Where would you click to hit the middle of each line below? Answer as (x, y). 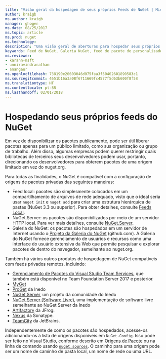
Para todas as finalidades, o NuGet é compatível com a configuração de (78, 177)
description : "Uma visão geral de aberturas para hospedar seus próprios (83, 46)
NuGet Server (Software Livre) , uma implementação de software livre (83, 300)
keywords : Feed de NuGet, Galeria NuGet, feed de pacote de (68, 51)
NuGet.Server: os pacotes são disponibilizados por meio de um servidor (86, 218)
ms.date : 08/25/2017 (26, 28)
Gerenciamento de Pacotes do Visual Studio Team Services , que (78, 274)
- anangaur (16, 70)
